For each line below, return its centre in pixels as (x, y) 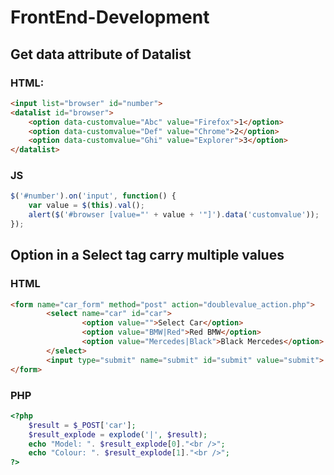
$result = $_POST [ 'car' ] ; (82, 425)
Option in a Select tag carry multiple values (147, 255)
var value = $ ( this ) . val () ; (86, 206)
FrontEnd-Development (110, 17)
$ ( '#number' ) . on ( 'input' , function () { (93, 196)
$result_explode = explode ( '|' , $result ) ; (118, 434)
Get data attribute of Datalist (101, 54)
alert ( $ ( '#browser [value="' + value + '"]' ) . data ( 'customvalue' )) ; (174, 215)
